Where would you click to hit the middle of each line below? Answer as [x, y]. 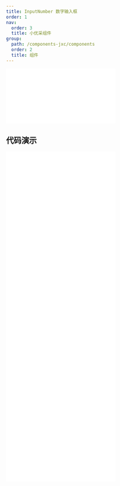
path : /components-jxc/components [53, 45]
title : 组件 [25, 55]
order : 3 [22, 28]
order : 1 [17, 17]
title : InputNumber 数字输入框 [42, 11]
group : [14, 39]
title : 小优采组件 [31, 33]
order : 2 [22, 50]
